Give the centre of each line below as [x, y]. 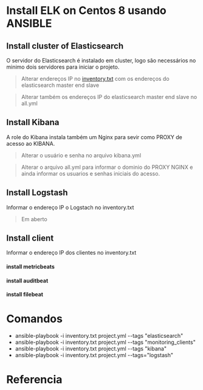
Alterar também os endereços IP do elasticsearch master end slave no [109, 97]
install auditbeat [27, 281]
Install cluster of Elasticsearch [65, 46]
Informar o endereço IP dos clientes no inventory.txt [71, 253]
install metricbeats [30, 267]
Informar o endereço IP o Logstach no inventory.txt [70, 207]
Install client [30, 238]
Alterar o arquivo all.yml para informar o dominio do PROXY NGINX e [107, 167]
